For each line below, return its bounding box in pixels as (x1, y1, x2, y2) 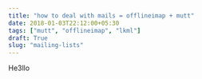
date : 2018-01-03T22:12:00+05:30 (8, 19, 120, 27)
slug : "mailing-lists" (8, 41, 84, 49)
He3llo (8, 63, 30, 73)
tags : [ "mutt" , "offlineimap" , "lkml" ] (8, 26, 141, 34)
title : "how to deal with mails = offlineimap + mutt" (8, 11, 195, 20)
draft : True (8, 34, 48, 42)
